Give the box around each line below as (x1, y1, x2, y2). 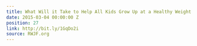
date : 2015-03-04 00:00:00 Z (6, 14, 79, 20)
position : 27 (6, 20, 39, 26)
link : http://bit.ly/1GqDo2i (6, 25, 79, 32)
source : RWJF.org (6, 31, 50, 37)
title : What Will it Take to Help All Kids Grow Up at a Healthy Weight (6, 8, 192, 15)
